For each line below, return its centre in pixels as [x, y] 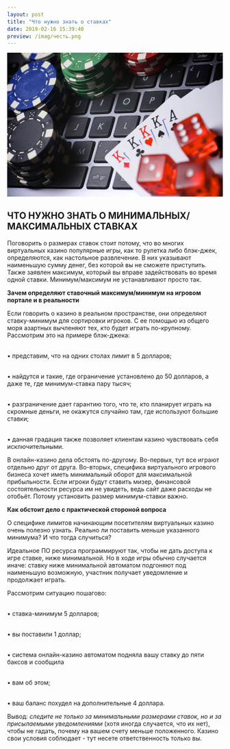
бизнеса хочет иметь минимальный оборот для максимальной [100, 474]
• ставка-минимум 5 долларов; [53, 613]
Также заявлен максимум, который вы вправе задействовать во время [112, 272]
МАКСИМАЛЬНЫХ [49, 226]
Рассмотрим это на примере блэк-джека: [68, 335]
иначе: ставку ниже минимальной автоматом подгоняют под [97, 565]
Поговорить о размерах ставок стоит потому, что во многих [95, 243]
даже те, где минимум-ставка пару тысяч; [69, 383]
